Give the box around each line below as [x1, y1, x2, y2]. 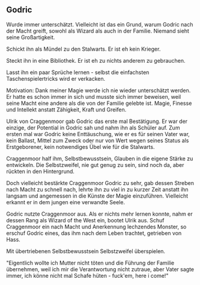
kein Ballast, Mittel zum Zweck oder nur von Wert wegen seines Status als [6, 137, 189, 144]
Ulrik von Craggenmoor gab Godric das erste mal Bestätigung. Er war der [6, 117, 188, 125]
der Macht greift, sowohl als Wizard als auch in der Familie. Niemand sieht [6, 27, 189, 34]
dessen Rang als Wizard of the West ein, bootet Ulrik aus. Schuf [6, 216, 165, 224]
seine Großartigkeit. [6, 33, 55, 41]
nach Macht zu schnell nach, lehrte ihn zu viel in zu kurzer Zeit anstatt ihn [6, 186, 189, 193]
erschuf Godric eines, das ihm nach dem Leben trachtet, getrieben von [6, 229, 182, 237]
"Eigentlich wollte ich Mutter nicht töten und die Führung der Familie [6, 259, 175, 266]
